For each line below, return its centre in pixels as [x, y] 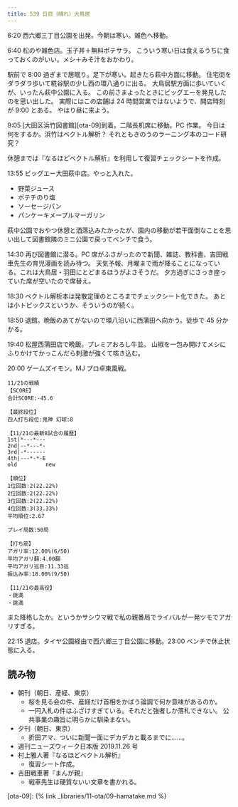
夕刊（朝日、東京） [46, 729]
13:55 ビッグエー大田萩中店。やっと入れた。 [72, 173]
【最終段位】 [23, 412]
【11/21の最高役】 [31, 588]
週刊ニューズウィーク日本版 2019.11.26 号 [78, 746]
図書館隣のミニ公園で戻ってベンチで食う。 [94, 239]
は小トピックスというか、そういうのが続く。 [73, 305]
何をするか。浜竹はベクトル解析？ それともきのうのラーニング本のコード [114, 134]
